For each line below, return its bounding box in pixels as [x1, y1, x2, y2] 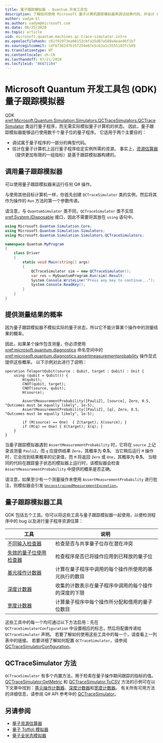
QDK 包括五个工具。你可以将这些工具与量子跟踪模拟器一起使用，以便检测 [5, 512, 152, 518]
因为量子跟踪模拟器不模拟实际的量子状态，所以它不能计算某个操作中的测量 [5, 324, 154, 330]
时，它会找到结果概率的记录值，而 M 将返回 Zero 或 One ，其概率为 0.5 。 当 [5, 454, 153, 460]
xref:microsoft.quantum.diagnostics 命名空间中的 [5, 347, 103, 353]
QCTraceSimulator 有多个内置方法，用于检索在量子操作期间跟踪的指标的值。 [5, 673, 156, 679]
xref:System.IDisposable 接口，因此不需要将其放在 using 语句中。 [5, 214, 136, 220]
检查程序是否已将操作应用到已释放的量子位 [55, 553, 153, 560]
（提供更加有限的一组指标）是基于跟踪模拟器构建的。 [12, 152, 119, 158]
